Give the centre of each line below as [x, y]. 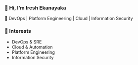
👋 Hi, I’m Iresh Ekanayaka [35, 8]
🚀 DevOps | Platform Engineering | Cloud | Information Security [69, 19]
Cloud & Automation [32, 47]
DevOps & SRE [27, 42]
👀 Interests [18, 31]
